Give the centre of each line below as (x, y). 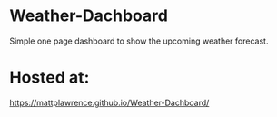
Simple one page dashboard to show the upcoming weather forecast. (139, 41)
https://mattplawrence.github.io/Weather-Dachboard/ (109, 102)
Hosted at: (49, 78)
